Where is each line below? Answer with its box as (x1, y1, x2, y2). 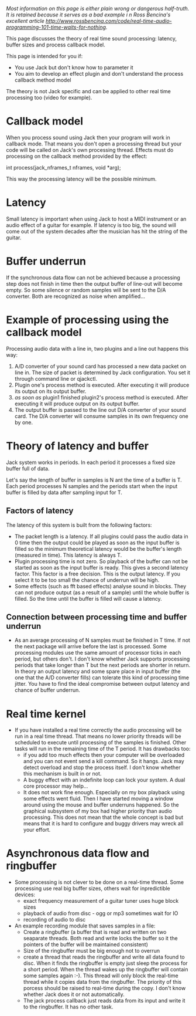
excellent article (6, 18, 45, 24)
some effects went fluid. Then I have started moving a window (23, 795, 174, 802)
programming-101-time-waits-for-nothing (6, 23, 106, 31)
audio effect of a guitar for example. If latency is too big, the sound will (6, 221, 177, 228)
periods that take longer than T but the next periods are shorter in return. (14, 662, 191, 669)
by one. (14, 419, 33, 426)
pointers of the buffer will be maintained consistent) (23, 941, 148, 948)
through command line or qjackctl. (14, 375, 98, 382)
